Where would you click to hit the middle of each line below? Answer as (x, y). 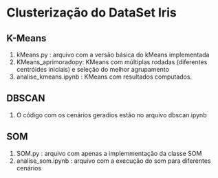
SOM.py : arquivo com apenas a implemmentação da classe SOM (109, 153)
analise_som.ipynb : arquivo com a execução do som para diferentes (113, 161)
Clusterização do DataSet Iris (91, 13)
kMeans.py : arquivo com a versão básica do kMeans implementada (113, 55)
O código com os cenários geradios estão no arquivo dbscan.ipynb (111, 115)
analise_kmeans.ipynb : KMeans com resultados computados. (104, 77)
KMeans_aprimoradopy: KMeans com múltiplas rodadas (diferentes (112, 62)
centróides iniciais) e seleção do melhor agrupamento (93, 69)
